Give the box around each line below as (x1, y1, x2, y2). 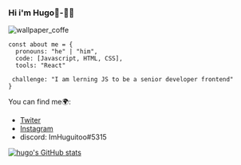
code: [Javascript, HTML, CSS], (15, 55, 124, 63)
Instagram (19, 124, 53, 134)
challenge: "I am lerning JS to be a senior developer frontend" (11, 76, 234, 84)
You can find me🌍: (8, 97, 72, 107)
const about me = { (8, 41, 73, 49)
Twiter (19, 116, 41, 125)
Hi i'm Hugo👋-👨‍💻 (8, 7, 74, 18)
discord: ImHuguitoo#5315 (19, 132, 108, 142)
